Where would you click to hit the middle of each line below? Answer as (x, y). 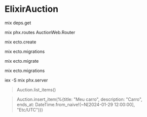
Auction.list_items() (36, 89)
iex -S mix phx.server (26, 80)
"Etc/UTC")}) (30, 110)
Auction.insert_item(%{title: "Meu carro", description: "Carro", (79, 99)
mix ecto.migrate (22, 61)
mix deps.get (18, 23)
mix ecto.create (20, 42)
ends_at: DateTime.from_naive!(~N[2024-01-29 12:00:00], (76, 104)
